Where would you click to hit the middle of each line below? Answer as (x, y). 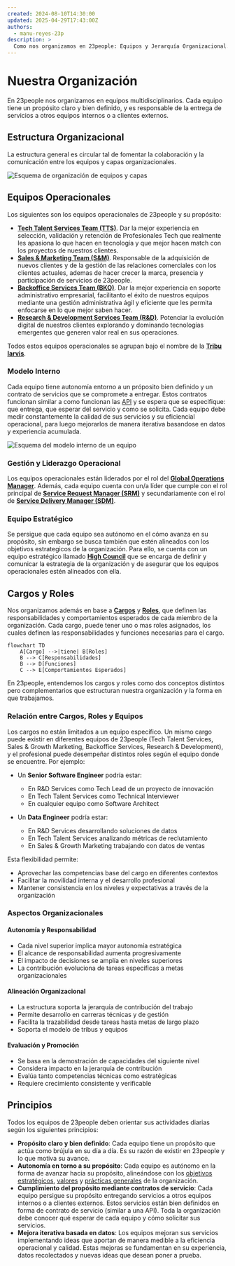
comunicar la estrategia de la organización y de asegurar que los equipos (113, 564)
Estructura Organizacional (66, 137)
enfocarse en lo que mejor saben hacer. (75, 310)
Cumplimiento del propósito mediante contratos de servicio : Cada (115, 1188)
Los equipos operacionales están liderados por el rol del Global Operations (116, 478)
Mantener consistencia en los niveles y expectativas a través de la (113, 887)
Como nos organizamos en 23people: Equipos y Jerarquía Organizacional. (122, 46)
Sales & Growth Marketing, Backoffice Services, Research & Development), (115, 746)
